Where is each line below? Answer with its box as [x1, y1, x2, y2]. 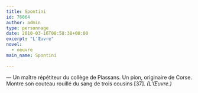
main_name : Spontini [6, 52, 57, 58]
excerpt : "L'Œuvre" [6, 36, 54, 42]
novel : [6, 42, 22, 48]
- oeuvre [11, 47, 33, 53]
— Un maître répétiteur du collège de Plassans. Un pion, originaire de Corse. [6, 74, 192, 81]
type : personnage [6, 25, 49, 31]
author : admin [6, 19, 41, 25]
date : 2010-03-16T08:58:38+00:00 [6, 31, 89, 36]
